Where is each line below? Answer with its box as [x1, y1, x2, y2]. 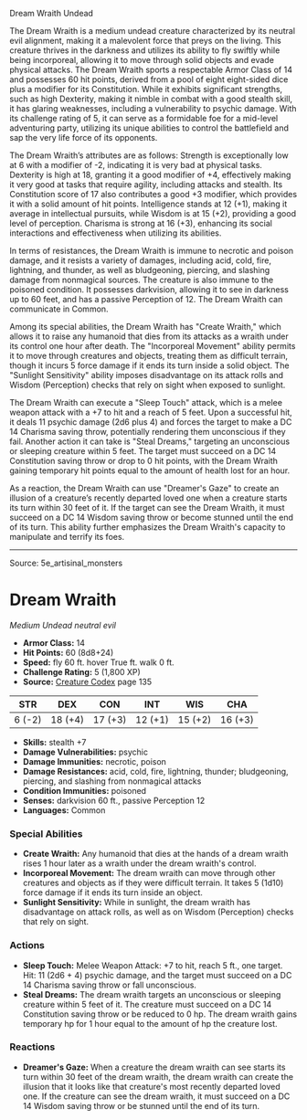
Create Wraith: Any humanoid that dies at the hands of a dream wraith [22, 849, 289, 860]
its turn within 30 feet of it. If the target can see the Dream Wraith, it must [9, 502, 285, 512]
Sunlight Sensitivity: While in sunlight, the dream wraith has [22, 897, 251, 908]
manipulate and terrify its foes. [9, 532, 125, 542]
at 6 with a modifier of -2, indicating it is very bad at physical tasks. [9, 160, 263, 170]
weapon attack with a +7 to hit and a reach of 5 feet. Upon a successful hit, [9, 407, 292, 417]
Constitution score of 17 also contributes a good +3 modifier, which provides [9, 189, 298, 199]
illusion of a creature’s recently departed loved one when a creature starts [9, 492, 288, 503]
